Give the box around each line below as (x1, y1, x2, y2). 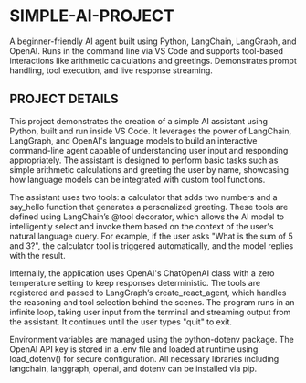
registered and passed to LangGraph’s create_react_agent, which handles (9, 287, 287, 298)
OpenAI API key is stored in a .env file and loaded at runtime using (9, 344, 259, 355)
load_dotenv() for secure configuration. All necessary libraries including (9, 353, 280, 364)
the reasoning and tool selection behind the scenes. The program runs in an (9, 296, 295, 307)
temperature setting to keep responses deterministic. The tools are (9, 277, 261, 288)
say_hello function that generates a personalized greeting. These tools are (9, 201, 289, 212)
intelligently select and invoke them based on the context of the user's (9, 220, 274, 231)
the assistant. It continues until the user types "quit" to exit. (9, 316, 233, 327)
